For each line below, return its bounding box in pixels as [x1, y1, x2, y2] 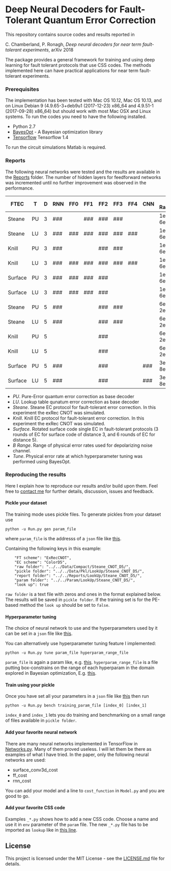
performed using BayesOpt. [12, 459, 71, 465]
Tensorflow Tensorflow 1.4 [12, 134, 69, 141]
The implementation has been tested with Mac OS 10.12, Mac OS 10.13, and [5, 97, 162, 103]
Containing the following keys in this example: [5, 545, 102, 552]
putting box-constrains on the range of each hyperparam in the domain [5, 664, 155, 671]
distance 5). [12, 437, 38, 443]
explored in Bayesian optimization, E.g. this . [5, 670, 97, 676]
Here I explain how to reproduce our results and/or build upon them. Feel [5, 483, 158, 489]
